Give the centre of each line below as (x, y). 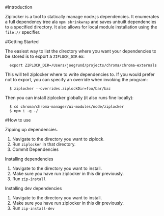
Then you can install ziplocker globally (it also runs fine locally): (69, 98)
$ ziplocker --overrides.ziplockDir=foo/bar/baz (60, 89)
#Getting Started (22, 42)
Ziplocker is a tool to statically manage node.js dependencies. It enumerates (82, 16)
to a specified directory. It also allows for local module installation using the (81, 27)
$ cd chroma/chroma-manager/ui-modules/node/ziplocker (67, 107)
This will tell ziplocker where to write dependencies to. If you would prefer (80, 74)
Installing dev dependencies (34, 188)
